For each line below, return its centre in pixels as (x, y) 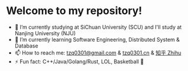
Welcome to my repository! (74, 11)
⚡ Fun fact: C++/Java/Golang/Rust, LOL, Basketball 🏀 (79, 61)
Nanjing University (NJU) (45, 33)
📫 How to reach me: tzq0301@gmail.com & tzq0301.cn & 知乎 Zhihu (98, 53)
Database (26, 46)
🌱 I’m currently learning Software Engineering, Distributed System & (97, 39)
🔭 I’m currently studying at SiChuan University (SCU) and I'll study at (98, 27)
